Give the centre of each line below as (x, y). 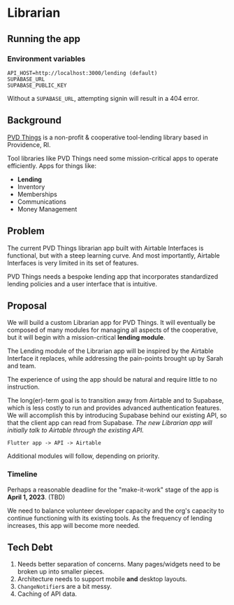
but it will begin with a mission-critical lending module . (86, 338)
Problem (26, 231)
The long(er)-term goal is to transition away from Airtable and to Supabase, (116, 401)
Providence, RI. (29, 144)
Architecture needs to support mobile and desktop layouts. (102, 579)
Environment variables (46, 59)
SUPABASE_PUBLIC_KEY (37, 85)
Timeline (22, 474)
